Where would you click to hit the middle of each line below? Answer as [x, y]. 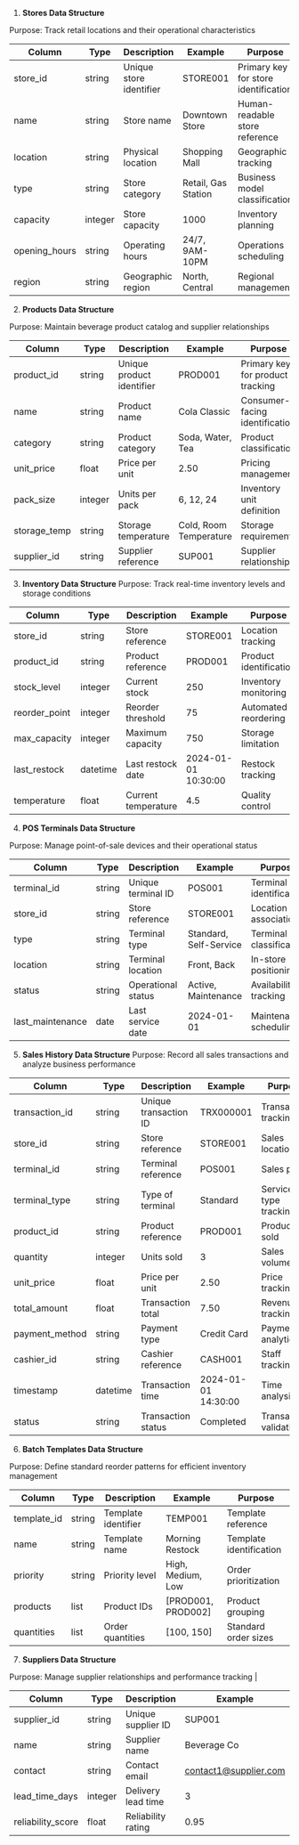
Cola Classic [204, 411]
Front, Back [211, 965]
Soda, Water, [205, 437]
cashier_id [35, 1359]
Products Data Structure [68, 309]
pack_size [35, 500]
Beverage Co [212, 1745]
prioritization [253, 1581]
